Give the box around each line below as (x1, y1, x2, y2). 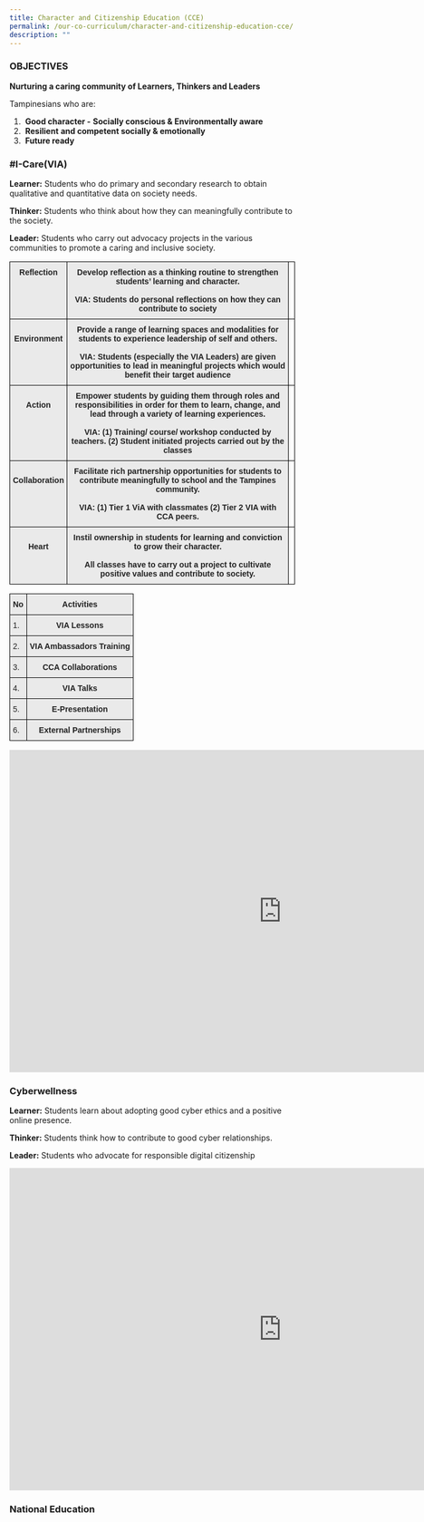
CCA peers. (156, 511, 199, 521)
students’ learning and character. (115, 276, 240, 286)
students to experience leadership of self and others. (78, 333, 278, 344)
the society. (9, 215, 53, 226)
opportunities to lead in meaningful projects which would (70, 360, 285, 371)
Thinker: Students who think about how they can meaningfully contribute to (9, 205, 293, 216)
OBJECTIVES (9, 60, 69, 73)
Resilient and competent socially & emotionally (24, 125, 206, 136)
